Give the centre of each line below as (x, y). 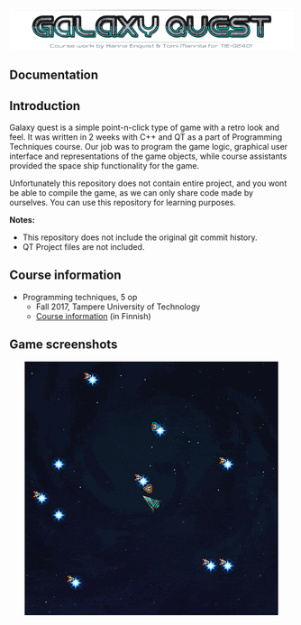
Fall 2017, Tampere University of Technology (118, 307)
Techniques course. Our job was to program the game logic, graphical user (149, 146)
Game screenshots (64, 345)
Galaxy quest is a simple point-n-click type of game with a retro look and (144, 127)
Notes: (23, 219)
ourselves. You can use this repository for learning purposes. (123, 202)
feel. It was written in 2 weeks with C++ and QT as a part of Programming (146, 137)
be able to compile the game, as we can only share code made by (132, 192)
